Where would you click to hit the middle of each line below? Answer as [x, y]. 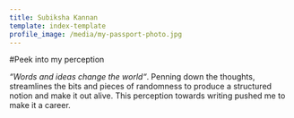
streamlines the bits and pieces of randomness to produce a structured [140, 87]
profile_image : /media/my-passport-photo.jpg [95, 34]
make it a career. [40, 105]
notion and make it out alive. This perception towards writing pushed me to [147, 96]
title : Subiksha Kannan [54, 17]
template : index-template [57, 26]
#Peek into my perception [57, 60]
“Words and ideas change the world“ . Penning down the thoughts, [132, 77]
